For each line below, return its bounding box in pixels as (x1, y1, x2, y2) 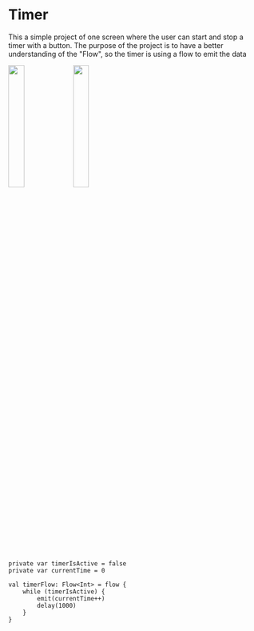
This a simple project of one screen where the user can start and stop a (8, 32, 244, 42)
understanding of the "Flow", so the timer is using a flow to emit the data (8, 49, 247, 58)
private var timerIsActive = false (8, 559, 127, 568)
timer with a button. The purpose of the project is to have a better (8, 40, 224, 50)
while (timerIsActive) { (22, 587, 105, 596)
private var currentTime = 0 (8, 566, 105, 574)
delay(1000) (37, 601, 77, 609)
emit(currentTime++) (37, 594, 105, 602)
